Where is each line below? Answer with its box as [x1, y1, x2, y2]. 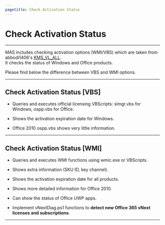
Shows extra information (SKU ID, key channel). [12, 167, 109, 172]
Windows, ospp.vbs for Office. [12, 106, 75, 112]
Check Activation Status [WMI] [5, 144, 102, 152]
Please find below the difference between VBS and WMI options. [5, 69, 136, 75]
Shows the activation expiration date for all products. [12, 176, 119, 182]
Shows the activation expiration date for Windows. [12, 116, 114, 122]
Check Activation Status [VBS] [5, 88, 101, 96]
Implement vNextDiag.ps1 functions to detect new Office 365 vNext [12, 205, 151, 211]
